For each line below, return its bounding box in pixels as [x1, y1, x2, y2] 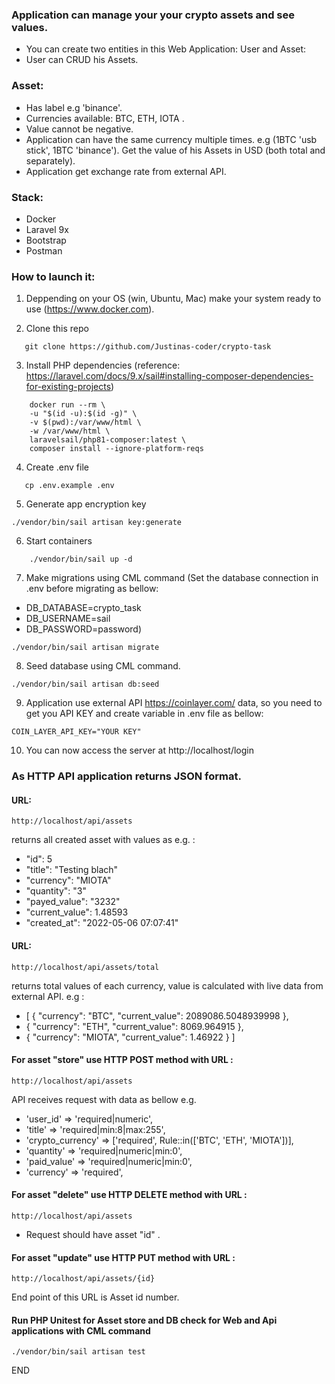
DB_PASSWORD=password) [25, 623, 142, 635]
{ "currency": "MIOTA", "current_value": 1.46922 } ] [25, 1031, 236, 1043]
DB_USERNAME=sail [25, 613, 111, 625]
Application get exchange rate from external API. [25, 165, 227, 177]
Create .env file [25, 461, 89, 473]
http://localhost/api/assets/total [11, 962, 160, 972]
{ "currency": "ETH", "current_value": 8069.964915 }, [25, 1020, 244, 1032]
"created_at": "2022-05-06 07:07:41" [25, 917, 179, 929]
